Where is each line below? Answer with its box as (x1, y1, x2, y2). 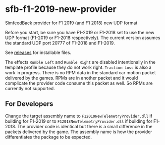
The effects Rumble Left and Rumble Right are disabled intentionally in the (5, 59, 156, 65)
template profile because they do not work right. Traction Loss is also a (5, 64, 152, 70)
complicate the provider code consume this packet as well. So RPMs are (5, 80, 153, 86)
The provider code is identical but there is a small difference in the (17, 123, 153, 129)
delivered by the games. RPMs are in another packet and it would (5, 75, 138, 81)
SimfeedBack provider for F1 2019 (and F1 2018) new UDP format (5, 20, 138, 26)
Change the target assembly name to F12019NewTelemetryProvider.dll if (5, 113, 153, 119)
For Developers (5, 100, 54, 108)
